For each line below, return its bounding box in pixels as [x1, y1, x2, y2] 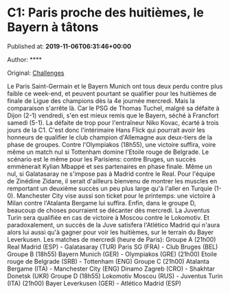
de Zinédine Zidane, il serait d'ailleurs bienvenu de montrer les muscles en [7, 177, 218, 185]
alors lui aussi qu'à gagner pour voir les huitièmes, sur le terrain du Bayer [7, 228, 214, 236]
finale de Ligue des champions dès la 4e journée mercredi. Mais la [7, 96, 196, 104]
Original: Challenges [7, 69, 65, 77]
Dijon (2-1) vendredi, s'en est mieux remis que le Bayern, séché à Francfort [7, 111, 219, 120]
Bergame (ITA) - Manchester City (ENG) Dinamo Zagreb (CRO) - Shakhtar [7, 264, 215, 273]
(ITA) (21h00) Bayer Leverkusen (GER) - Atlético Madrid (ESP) [7, 279, 182, 287]
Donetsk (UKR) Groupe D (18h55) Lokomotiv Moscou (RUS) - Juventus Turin [7, 271, 223, 280]
